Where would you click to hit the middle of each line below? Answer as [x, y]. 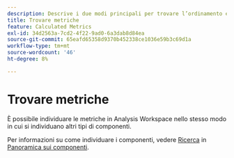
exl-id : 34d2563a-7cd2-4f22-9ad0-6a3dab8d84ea [76, 33]
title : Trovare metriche [43, 20]
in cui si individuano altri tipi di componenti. [69, 126]
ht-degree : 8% [28, 59]
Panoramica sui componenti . [48, 147]
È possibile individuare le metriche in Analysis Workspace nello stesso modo [117, 118]
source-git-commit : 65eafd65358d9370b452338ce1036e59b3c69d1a [99, 40]
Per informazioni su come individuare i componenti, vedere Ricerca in [107, 139]
